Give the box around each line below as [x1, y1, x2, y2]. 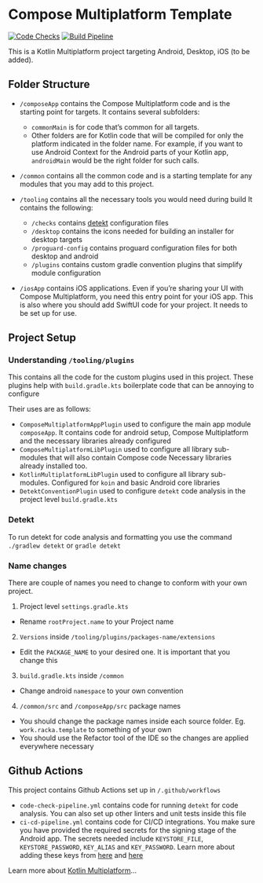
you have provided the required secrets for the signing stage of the [19, 825, 237, 834]
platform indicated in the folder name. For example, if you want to [31, 139, 243, 148]
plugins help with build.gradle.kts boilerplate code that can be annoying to [8, 381, 254, 390]
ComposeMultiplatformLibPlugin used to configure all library [19, 445, 214, 454]
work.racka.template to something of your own [19, 725, 172, 735]
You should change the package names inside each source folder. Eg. [19, 716, 246, 726]
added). [8, 55, 34, 64]
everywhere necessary [19, 742, 94, 751]
